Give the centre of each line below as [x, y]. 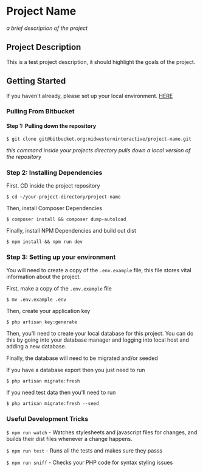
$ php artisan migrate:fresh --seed [53, 404]
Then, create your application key [48, 311]
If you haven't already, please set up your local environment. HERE [90, 96]
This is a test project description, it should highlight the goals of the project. [101, 62]
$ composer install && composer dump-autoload [66, 219]
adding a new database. [36, 347]
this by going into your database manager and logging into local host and [98, 340]
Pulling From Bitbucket [40, 111]
